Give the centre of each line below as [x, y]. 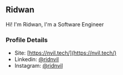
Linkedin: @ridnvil [36, 59]
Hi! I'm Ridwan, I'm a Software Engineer [55, 24]
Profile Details [27, 40]
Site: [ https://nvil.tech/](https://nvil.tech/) [65, 53]
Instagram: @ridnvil [39, 66]
